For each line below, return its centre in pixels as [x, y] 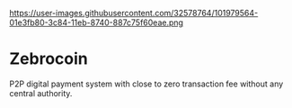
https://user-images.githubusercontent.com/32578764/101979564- [134, 13]
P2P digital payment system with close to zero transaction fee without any [146, 84]
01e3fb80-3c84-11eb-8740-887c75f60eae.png [97, 22]
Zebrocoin [49, 59]
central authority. [41, 93]
